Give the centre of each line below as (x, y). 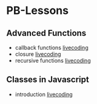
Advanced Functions (46, 33)
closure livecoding (38, 54)
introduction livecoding (44, 94)
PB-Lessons (37, 11)
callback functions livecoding (52, 47)
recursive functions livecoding (53, 61)
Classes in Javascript (48, 80)
